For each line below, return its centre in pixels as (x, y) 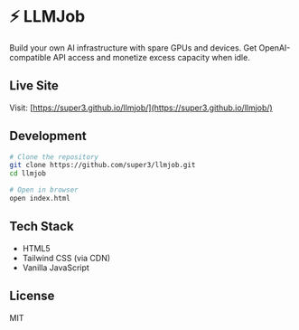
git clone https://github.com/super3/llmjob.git (103, 165)
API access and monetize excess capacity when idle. (151, 57)
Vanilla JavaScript (56, 268)
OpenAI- (275, 47)
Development (48, 136)
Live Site (34, 86)
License (32, 296)
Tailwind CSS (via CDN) (66, 258)
